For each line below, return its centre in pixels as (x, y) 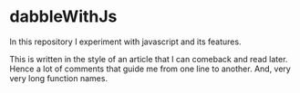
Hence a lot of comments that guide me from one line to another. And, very (150, 69)
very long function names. (58, 78)
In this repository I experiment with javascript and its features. (125, 42)
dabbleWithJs (63, 17)
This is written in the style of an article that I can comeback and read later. (149, 59)
